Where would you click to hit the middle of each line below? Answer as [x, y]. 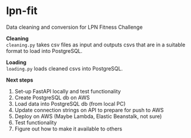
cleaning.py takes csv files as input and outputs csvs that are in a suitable [96, 45]
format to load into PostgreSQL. [44, 51]
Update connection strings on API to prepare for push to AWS [89, 110]
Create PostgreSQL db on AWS [52, 97]
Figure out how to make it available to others [68, 129]
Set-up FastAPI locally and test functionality [68, 91]
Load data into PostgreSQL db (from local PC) [70, 103]
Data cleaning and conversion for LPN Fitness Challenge [74, 27]
